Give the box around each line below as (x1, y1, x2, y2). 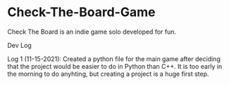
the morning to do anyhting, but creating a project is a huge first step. (7, 70, 209, 78)
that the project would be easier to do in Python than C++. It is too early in (7, 62, 223, 70)
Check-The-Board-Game (7, 4, 156, 20)
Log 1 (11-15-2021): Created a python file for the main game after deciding (7, 54, 221, 63)
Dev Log (7, 41, 32, 49)
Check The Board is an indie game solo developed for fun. (7, 27, 177, 36)
